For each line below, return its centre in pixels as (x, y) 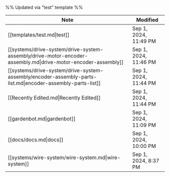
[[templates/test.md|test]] (39, 35)
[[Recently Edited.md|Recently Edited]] (54, 98)
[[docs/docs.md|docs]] (36, 140)
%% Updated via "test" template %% (44, 7)
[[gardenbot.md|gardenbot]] (42, 119)
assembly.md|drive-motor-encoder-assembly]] (66, 62)
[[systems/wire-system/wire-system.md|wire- (64, 157)
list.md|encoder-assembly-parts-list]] (54, 83)
